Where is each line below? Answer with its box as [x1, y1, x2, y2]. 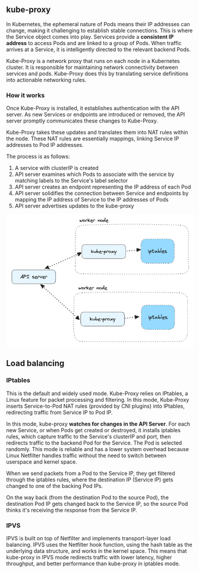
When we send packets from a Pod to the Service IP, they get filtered [6, 470, 175, 477]
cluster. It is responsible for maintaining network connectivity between [6, 64, 178, 71]
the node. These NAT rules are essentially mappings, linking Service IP [6, 135, 179, 142]
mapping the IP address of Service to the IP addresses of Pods [14, 196, 169, 203]
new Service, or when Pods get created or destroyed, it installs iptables [6, 426, 181, 433]
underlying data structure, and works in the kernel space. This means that [6, 547, 187, 555]
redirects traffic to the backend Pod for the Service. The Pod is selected [6, 439, 182, 446]
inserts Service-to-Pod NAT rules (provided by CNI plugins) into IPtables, [6, 402, 185, 410]
